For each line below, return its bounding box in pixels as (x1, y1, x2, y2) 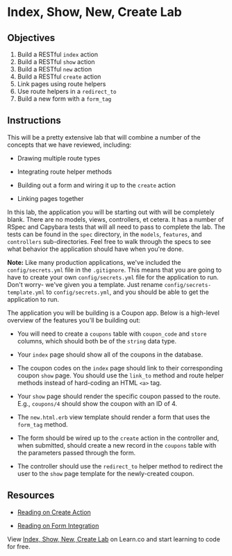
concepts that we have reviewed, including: (7, 140, 132, 149)
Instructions (7, 115, 61, 126)
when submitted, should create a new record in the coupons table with (17, 441, 217, 449)
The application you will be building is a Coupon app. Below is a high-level (7, 309, 220, 317)
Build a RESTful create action (17, 72, 101, 81)
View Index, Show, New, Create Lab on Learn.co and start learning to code (7, 534, 221, 543)
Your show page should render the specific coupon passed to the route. (17, 392, 221, 400)
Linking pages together (17, 194, 84, 202)
